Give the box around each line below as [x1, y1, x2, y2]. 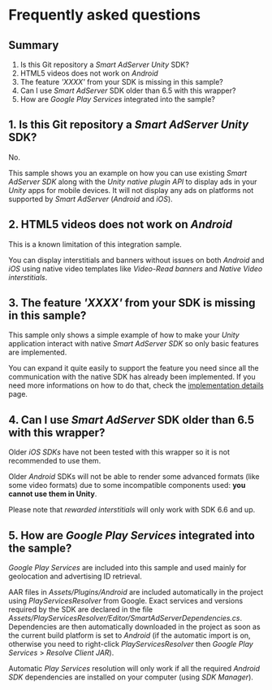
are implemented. [8, 348, 67, 358]
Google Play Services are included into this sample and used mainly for [8, 563, 247, 573]
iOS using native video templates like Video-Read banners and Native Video [8, 263, 263, 274]
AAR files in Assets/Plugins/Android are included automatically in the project [8, 587, 264, 597]
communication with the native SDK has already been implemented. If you [8, 372, 256, 382]
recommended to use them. [8, 456, 101, 466]
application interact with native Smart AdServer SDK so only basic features [8, 339, 259, 349]
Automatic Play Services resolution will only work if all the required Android [8, 664, 261, 674]
